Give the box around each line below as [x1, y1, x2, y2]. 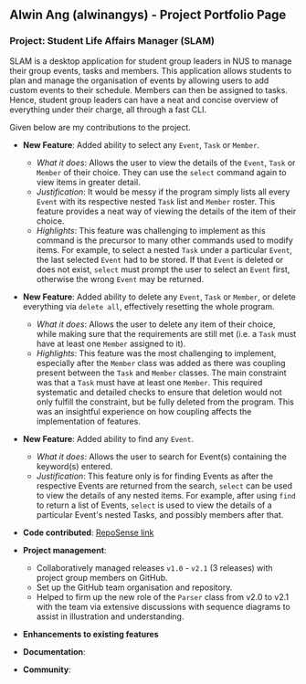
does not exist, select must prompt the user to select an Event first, [36, 264, 290, 275]
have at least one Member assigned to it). [36, 338, 186, 349]
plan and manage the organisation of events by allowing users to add [9, 75, 269, 86]
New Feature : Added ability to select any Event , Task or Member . [22, 139, 260, 150]
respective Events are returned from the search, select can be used [36, 479, 293, 491]
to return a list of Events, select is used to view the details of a [36, 500, 272, 510]
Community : [22, 664, 71, 675]
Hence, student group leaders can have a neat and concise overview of [9, 94, 279, 105]
